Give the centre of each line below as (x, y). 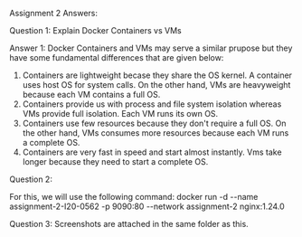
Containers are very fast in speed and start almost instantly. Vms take (152, 152)
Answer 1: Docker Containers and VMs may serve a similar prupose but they (151, 48)
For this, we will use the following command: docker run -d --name (134, 197)
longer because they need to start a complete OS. (115, 161)
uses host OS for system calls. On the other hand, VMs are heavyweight (156, 85)
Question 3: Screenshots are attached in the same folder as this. (129, 224)
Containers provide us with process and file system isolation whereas (152, 104)
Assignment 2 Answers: (53, 13)
